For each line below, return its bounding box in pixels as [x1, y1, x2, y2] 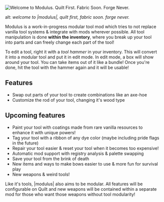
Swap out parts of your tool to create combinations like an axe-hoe [12, 91, 147, 98]
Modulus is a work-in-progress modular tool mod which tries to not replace [5, 24, 157, 29]
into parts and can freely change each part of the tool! [5, 39, 115, 45]
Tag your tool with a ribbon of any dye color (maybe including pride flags [12, 135, 160, 141]
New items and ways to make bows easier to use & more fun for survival [12, 161, 158, 167]
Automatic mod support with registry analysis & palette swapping [12, 150, 144, 156]
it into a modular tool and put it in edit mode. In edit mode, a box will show [5, 54, 154, 60]
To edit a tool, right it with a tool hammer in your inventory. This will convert [5, 49, 158, 55]
